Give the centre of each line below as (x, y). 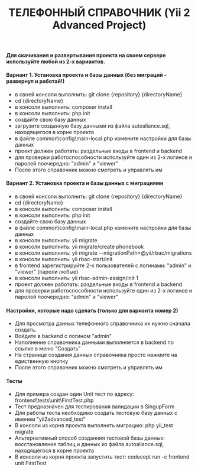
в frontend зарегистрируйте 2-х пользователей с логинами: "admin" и (103, 265)
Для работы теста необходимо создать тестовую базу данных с (96, 413)
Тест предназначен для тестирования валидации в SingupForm (95, 407)
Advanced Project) (99, 25)
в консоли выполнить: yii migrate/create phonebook (79, 246)
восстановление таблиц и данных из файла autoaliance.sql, (89, 444)
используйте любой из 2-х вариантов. (56, 61)
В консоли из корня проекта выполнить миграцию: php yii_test (94, 425)
